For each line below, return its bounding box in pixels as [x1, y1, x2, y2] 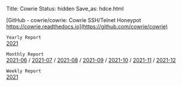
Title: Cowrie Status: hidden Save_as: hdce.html [6, 5, 124, 12]
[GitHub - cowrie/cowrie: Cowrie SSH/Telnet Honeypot [6, 17, 142, 23]
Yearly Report [6, 35, 42, 41]
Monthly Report [6, 51, 44, 57]
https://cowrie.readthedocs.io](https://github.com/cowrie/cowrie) [6, 23, 168, 30]
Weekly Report [6, 68, 42, 74]
